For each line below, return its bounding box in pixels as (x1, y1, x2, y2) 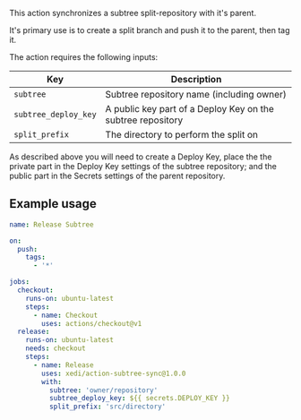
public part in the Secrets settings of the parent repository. (9, 170, 226, 181)
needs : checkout (25, 344, 87, 353)
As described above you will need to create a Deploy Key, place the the (9, 151, 272, 162)
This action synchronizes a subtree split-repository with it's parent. (9, 8, 257, 18)
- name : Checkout (32, 311, 99, 320)
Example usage (9, 196, 97, 211)
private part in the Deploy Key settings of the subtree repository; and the (9, 161, 278, 171)
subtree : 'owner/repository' (48, 385, 159, 395)
